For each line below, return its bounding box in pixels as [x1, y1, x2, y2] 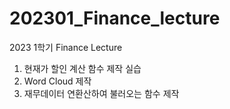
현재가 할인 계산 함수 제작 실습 [23, 62, 142, 74]
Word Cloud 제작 [23, 75, 92, 87]
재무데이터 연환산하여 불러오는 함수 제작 [23, 87, 180, 99]
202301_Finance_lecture [9, 7, 221, 30]
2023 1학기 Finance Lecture [9, 41, 123, 53]
